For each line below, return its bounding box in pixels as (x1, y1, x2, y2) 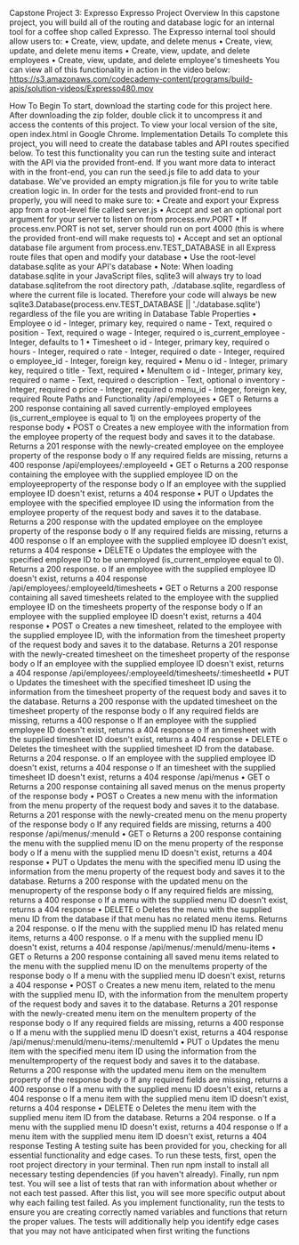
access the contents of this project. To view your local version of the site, (9, 119, 278, 130)
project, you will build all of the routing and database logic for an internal (9, 17, 275, 28)
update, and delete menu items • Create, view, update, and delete (9, 45, 251, 56)
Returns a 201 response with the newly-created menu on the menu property (9, 810, 287, 820)
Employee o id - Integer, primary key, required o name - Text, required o (9, 318, 273, 328)
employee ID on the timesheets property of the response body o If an (9, 602, 263, 612)
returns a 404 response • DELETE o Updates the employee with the (9, 545, 257, 555)
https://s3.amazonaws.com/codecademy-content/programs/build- (9, 74, 254, 84)
